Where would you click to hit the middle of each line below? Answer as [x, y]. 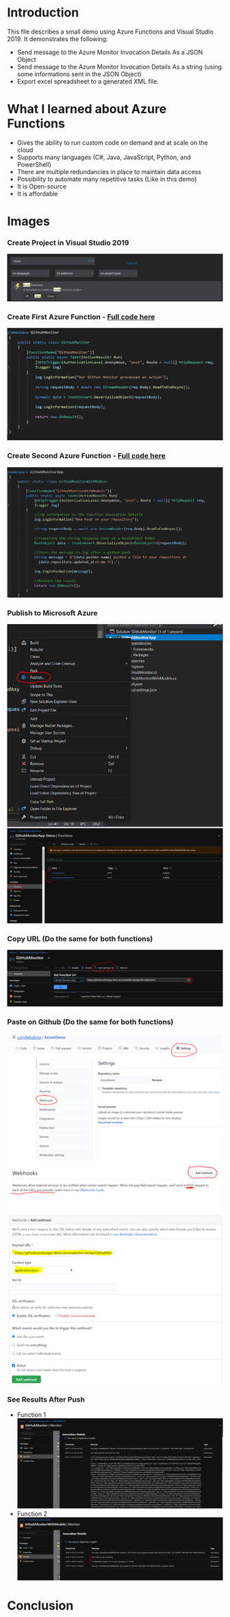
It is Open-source [42, 186]
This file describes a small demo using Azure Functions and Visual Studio [111, 32]
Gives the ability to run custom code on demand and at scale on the [113, 143]
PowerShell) [34, 164]
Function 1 [31, 1415]
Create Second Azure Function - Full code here [86, 456]
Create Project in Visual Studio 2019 [68, 243]
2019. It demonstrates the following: [57, 38]
